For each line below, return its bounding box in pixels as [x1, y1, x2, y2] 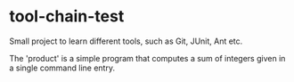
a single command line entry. [9, 62, 116, 73]
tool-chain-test [9, 6, 125, 27]
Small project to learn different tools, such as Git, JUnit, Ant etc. [9, 36, 243, 46]
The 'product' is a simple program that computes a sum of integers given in [9, 53, 286, 63]
